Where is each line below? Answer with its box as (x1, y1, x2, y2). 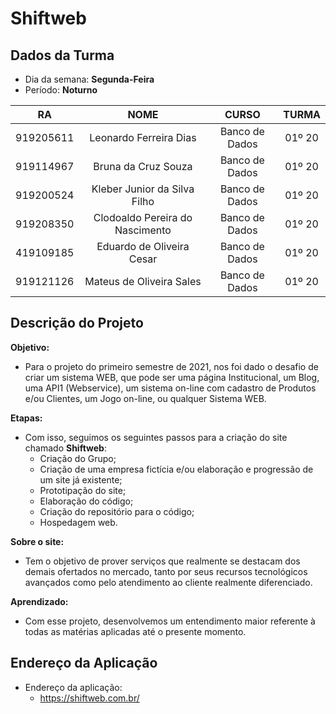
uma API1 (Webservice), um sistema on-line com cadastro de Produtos (24, 382, 317, 394)
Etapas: (10, 412, 43, 424)
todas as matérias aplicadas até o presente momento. (24, 625, 247, 637)
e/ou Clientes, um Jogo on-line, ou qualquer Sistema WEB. (24, 392, 267, 404)
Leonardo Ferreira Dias (89, 131, 197, 144)
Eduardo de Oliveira (96, 240, 190, 253)
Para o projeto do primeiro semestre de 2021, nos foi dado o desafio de (24, 360, 319, 372)
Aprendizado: (10, 595, 69, 607)
